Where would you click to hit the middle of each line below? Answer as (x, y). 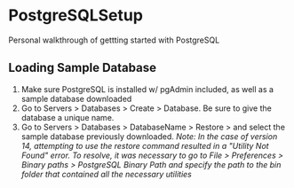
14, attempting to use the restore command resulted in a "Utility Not (145, 145)
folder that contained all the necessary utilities (106, 174)
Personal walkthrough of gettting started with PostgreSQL (114, 40)
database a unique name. (68, 117)
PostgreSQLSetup (76, 16)
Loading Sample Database (83, 68)
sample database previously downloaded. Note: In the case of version (149, 136)
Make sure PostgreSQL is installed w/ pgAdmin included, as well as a (147, 89)
